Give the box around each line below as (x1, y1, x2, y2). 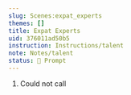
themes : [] (8, 19, 45, 27)
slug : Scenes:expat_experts (8, 11, 103, 20)
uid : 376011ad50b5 (8, 34, 70, 43)
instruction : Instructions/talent (8, 42, 125, 50)
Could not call (19, 78, 67, 89)
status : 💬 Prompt (8, 57, 67, 65)
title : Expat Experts (8, 27, 81, 35)
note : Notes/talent (8, 49, 74, 57)
